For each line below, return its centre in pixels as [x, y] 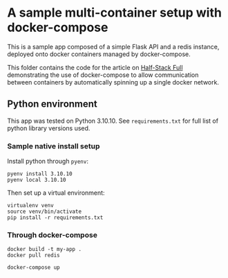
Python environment [53, 104]
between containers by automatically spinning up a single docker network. [113, 82]
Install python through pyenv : [48, 162]
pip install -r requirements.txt [55, 218]
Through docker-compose [53, 235]
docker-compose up [34, 268]
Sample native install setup [54, 146]
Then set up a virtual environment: [56, 193]
